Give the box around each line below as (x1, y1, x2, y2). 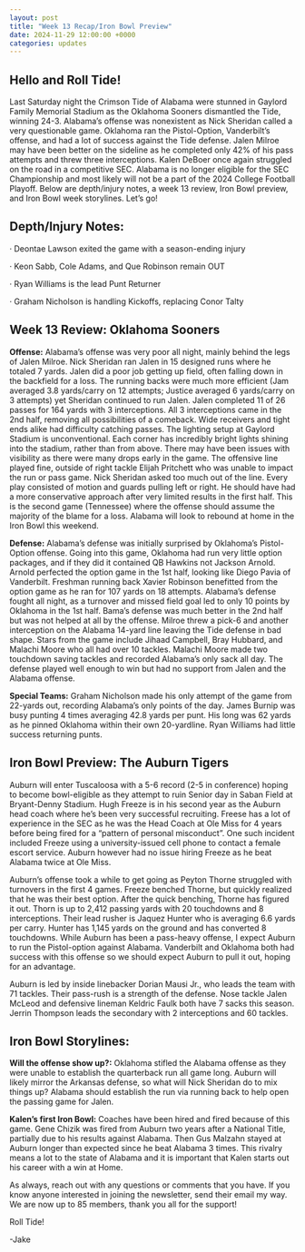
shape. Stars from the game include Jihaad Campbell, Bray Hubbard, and (9, 634, 283, 645)
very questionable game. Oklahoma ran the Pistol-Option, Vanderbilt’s (9, 125, 271, 136)
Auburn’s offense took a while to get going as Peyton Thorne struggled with (9, 873, 292, 885)
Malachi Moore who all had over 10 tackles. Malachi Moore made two (9, 644, 269, 655)
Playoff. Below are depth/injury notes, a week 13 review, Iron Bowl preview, (9, 183, 289, 194)
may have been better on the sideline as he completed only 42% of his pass (9, 144, 294, 155)
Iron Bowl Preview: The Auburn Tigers (9, 755, 230, 771)
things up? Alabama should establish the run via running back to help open (9, 1087, 289, 1098)
